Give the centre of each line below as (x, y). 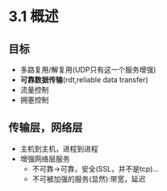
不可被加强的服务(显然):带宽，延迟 (89, 179)
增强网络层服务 (45, 159)
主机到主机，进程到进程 (59, 148)
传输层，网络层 (46, 128)
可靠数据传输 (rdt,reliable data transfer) (84, 80)
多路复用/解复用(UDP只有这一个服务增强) (88, 70)
